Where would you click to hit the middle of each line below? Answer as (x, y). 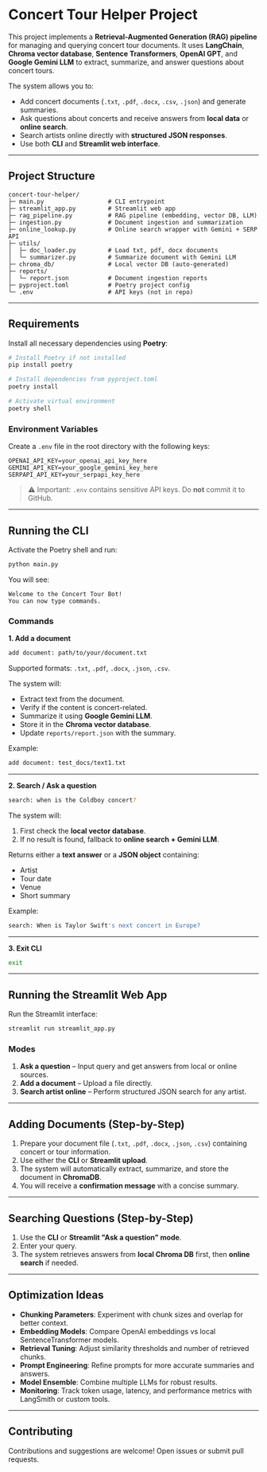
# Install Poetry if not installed (67, 357)
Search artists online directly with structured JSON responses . (124, 135)
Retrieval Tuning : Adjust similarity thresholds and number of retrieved (134, 1348)
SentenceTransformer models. (69, 1340)
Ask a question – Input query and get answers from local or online (128, 1066)
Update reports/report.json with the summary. (98, 732)
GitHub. (40, 498)
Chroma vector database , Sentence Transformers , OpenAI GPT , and (123, 53)
